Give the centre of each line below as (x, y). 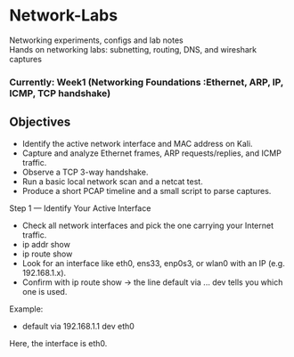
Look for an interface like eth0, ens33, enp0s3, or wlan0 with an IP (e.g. (153, 263)
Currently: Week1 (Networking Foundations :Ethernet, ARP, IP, (146, 82)
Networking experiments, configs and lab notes (97, 40)
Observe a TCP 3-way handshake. (85, 172)
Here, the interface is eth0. (58, 343)
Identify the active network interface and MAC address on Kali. (137, 143)
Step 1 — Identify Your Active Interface (80, 208)
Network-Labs (64, 16)
